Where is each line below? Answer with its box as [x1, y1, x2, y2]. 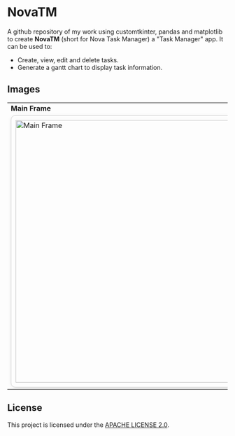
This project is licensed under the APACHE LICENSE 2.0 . [7, 421, 170, 429]
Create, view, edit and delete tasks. [17, 55, 119, 64]
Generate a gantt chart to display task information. [17, 63, 163, 71]
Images [7, 83, 41, 95]
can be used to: [7, 42, 52, 50]
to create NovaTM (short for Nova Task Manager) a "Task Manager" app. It [7, 34, 224, 43]
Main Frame [10, 103, 51, 113]
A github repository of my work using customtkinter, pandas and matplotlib [7, 27, 223, 36]
